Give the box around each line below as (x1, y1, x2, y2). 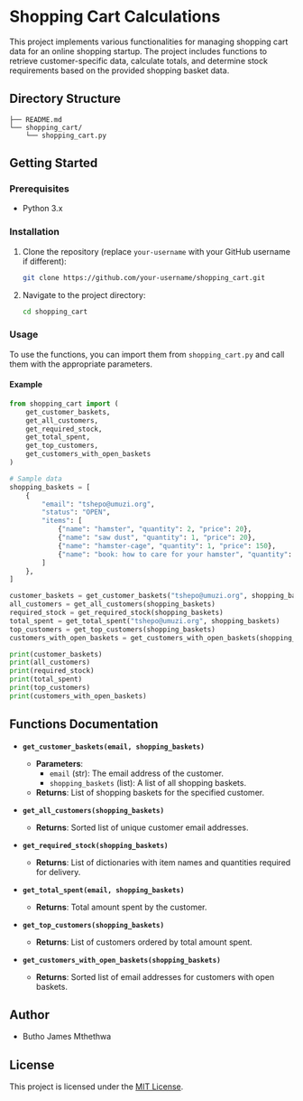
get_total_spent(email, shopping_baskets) (22, 885, 185, 895)
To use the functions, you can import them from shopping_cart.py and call (9, 349, 285, 359)
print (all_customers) (9, 658, 91, 667)
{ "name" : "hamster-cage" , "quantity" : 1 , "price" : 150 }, (57, 541, 277, 550)
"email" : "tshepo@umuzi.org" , (41, 499, 155, 509)
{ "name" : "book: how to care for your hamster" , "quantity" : (57, 549, 293, 559)
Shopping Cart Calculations (9, 6, 221, 27)
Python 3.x (22, 203, 63, 214)
